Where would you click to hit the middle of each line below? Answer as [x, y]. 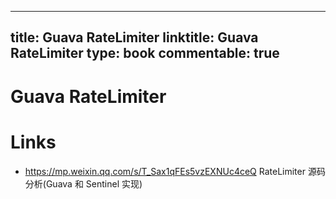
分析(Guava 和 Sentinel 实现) [83, 183]
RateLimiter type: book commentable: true [145, 53]
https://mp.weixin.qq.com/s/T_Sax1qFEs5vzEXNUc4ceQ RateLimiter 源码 [175, 171]
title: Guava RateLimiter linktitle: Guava [134, 37]
